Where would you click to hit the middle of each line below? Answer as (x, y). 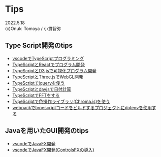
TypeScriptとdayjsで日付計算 (42, 89)
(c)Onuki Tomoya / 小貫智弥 (33, 29)
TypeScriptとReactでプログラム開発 (48, 64)
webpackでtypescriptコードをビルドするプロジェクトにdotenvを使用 (82, 107)
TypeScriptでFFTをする (36, 95)
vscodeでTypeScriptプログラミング (48, 58)
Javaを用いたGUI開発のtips (47, 131)
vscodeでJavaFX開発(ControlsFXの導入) (53, 150)
